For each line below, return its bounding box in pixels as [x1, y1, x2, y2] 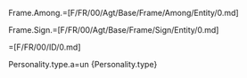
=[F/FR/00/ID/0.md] [8, 42, 81, 52]
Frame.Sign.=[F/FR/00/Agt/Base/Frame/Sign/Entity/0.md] [8, 25, 219, 35]
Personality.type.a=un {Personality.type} [8, 59, 158, 69]
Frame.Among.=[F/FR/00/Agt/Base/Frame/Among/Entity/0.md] [8, 8, 239, 18]
